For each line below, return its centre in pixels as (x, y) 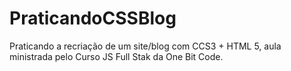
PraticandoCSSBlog (93, 18)
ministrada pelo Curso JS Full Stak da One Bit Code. (116, 56)
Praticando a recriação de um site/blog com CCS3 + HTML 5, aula (145, 46)
